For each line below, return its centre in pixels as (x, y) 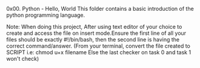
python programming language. (46, 15)
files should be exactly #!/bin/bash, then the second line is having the (93, 39)
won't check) (23, 59)
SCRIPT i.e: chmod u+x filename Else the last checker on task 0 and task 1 (99, 52)
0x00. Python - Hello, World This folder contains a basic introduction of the (100, 9)
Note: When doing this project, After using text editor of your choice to (94, 27)
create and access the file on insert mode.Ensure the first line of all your (96, 33)
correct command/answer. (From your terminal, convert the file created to (98, 46)
